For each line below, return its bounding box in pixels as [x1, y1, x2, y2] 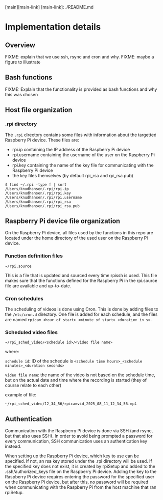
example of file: [5, 392, 37, 398]
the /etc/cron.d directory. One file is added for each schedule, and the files [5, 311, 158, 317]
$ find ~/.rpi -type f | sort [5, 182, 67, 187]
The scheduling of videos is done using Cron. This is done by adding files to [5, 306, 159, 312]
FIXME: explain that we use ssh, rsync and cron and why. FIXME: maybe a [5, 54, 154, 59]
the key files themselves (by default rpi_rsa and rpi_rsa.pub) [12, 172, 134, 178]
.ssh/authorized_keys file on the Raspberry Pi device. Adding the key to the [5, 469, 157, 474]
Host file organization [5, 106, 72, 114]
